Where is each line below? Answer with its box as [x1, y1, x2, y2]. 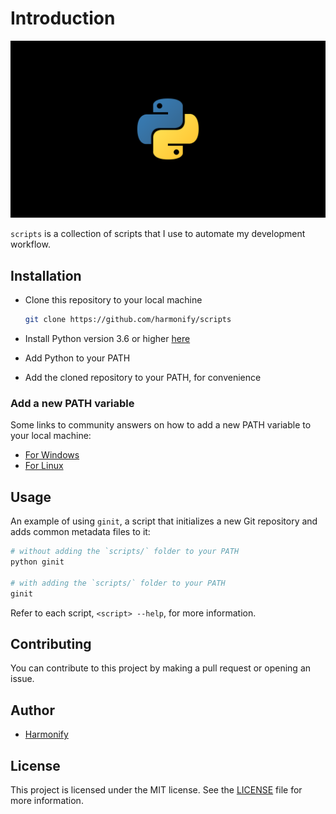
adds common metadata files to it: [10, 526, 151, 538]
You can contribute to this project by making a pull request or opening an [10, 662, 312, 674]
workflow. [10, 238, 51, 251]
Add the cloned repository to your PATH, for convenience [24, 372, 262, 384]
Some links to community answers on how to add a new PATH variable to [10, 419, 312, 431]
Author [10, 702, 55, 719]
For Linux [24, 460, 64, 472]
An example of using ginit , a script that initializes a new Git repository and [10, 515, 318, 527]
